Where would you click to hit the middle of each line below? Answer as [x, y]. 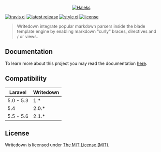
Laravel [18, 92]
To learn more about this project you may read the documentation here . [76, 63]
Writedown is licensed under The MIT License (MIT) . [57, 145]
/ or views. [27, 37]
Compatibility [26, 79]
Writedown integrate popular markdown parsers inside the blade [81, 26]
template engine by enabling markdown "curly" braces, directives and [86, 31]
